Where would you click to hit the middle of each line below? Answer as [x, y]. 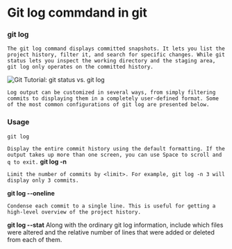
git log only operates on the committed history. [81, 67]
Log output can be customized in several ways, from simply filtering [111, 93]
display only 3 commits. [43, 180]
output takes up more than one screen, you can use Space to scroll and [115, 155]
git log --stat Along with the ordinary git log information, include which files [115, 225]
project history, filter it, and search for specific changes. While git [116, 55]
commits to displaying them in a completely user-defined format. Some [113, 98]
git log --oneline [31, 193]
